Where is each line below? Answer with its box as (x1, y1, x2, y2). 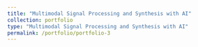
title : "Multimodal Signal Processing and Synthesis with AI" (7, 10, 192, 17)
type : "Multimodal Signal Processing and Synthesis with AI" (7, 23, 189, 30)
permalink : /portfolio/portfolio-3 (7, 29, 111, 37)
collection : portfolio (7, 17, 73, 23)
